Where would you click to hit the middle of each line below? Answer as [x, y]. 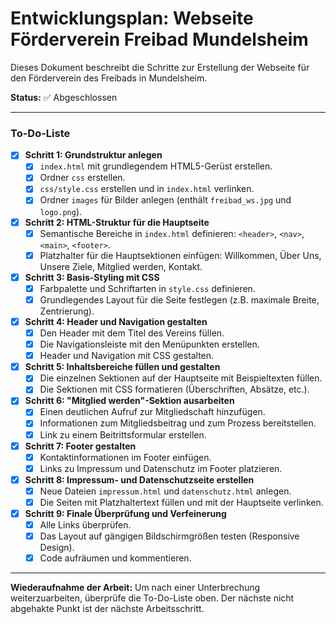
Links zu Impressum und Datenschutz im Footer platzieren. [161, 468]
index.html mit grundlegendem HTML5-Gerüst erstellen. [156, 166]
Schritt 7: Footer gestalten [80, 446]
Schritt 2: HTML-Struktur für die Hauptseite [117, 222]
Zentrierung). [67, 311]
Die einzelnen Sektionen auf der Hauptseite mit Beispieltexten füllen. [181, 378]
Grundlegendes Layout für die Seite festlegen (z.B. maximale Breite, [179, 299]
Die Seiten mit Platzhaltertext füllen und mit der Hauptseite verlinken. [181, 502]
